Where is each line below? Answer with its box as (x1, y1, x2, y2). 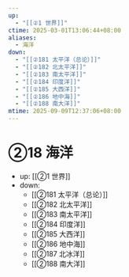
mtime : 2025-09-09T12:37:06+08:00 (8, 108, 122, 116)
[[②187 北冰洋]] (31, 249, 85, 258)
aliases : (8, 33, 37, 42)
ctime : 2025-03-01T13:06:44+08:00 (8, 26, 122, 34)
